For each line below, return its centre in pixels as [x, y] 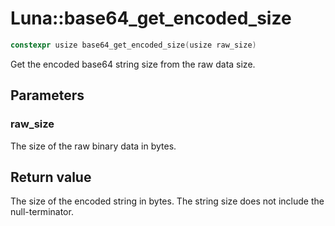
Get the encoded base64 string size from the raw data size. [133, 64]
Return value [51, 177]
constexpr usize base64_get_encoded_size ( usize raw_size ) [133, 45]
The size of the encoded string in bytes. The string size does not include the [167, 201]
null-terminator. [42, 212]
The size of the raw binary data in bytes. [93, 146]
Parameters [47, 95]
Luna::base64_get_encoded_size [151, 18]
